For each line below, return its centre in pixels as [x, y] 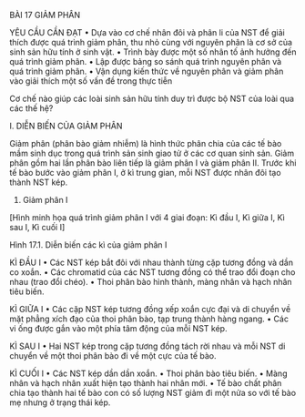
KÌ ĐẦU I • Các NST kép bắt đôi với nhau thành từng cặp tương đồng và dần [152, 262]
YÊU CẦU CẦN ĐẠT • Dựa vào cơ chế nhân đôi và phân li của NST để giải [147, 32]
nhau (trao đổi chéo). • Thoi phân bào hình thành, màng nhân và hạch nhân [151, 282]
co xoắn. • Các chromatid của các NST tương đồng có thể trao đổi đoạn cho [152, 272]
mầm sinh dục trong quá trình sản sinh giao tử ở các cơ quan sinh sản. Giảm [152, 153]
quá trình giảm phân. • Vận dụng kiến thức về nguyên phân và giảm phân [147, 71]
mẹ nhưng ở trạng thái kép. [60, 402]
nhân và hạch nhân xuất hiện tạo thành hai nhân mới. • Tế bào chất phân [146, 383]
